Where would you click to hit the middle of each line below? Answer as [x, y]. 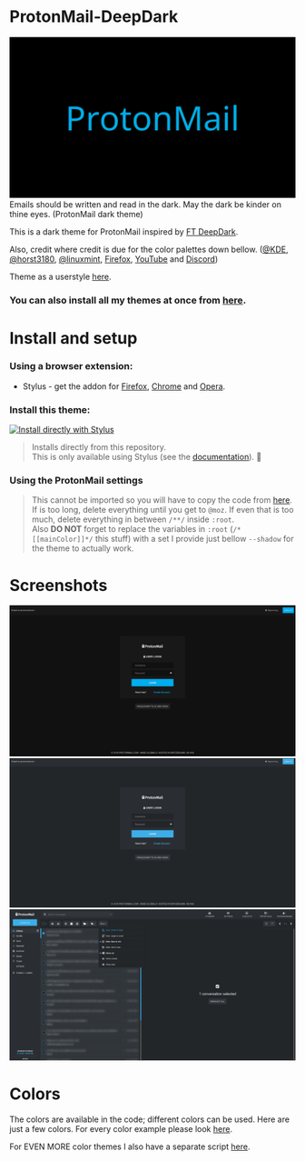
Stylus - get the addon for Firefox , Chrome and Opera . [124, 386]
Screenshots [59, 585]
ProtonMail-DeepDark [94, 17]
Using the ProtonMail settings [76, 481]
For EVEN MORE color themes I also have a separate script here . [130, 1146]
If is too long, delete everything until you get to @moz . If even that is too [162, 510]
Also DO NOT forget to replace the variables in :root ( [132, 529]
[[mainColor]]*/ [62, 540]
